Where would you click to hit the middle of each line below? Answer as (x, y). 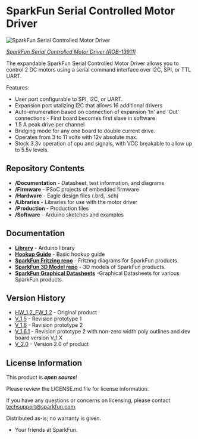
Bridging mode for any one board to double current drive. (85, 131)
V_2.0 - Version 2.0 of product (52, 344)
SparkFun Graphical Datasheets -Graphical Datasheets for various (97, 273)
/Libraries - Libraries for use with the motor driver (76, 202)
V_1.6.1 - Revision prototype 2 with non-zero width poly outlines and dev (103, 332)
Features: (18, 87)
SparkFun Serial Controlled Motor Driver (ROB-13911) (71, 51)
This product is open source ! (42, 378)
